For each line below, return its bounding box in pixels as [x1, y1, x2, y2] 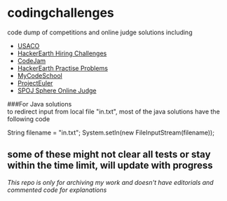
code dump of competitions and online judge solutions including [7, 28, 193, 36]
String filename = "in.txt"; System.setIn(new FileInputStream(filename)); [7, 128, 215, 137]
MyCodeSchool [17, 71, 63, 80]
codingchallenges [7, 5, 114, 21]
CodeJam [17, 56, 46, 64]
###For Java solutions [7, 99, 72, 108]
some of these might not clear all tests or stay [7, 148, 212, 160]
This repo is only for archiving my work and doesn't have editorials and [7, 178, 214, 186]
